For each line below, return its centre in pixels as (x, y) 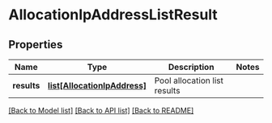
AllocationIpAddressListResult (113, 15)
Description (191, 67)
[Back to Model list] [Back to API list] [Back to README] (101, 111)
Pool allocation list (189, 80)
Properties (36, 45)
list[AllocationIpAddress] (97, 86)
